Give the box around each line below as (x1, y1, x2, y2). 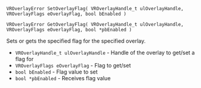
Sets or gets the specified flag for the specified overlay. (6, 37, 146, 45)
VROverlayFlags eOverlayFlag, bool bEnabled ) (6, 11, 127, 17)
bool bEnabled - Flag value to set (15, 68, 98, 75)
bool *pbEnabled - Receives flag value (15, 75, 111, 81)
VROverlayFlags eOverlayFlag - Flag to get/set (15, 62, 131, 69)
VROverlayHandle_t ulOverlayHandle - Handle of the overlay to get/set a (15, 49, 195, 56)
